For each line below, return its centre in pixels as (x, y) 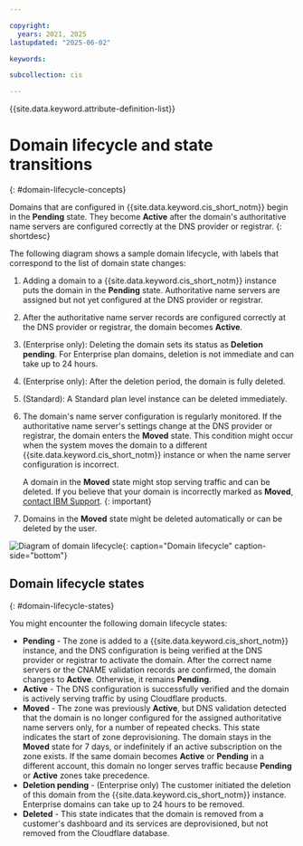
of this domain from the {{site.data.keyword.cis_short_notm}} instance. (154, 794)
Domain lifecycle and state (111, 145)
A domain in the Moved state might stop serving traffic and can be (147, 482)
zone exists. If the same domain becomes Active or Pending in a (143, 756)
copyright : (30, 25)
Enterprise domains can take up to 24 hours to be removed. (133, 804)
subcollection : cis (46, 75)
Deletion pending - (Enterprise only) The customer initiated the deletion (156, 784)
